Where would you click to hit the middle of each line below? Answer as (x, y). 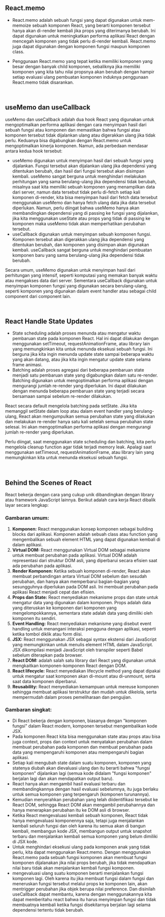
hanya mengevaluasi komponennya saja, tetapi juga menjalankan (78, 820)
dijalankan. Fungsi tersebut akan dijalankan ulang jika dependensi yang (84, 166)
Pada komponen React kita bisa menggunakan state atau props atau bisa (86, 736)
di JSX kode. (25, 841)
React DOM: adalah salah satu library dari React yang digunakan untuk (84, 660)
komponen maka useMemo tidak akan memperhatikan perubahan (79, 223)
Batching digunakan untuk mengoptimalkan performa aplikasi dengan (83, 381)
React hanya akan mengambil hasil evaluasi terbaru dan (69, 783)
